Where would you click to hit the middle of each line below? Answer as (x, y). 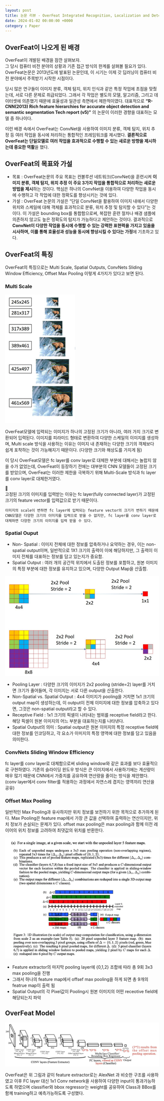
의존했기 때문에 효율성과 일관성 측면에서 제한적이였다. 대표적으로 (83, 101)
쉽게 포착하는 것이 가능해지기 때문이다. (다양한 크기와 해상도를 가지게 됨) (74, 450)
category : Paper (23, 26)
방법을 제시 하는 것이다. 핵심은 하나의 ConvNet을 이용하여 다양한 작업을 (80, 189)
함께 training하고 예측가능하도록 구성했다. (45, 1093)
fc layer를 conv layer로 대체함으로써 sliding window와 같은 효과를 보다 (73, 763)
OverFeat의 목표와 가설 (39, 164)
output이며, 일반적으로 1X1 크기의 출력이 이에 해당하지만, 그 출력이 (90, 550)
